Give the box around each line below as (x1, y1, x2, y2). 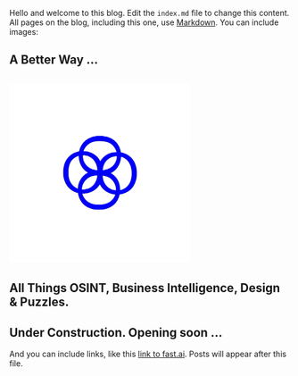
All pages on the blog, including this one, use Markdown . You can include (9, 17, 279, 28)
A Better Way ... (9, 53, 99, 68)
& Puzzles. (9, 295, 70, 310)
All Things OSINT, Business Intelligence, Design (9, 280, 281, 296)
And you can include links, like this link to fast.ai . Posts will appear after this (9, 348, 287, 359)
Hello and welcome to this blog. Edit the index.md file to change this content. (9, 8, 290, 18)
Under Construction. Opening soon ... (9, 325, 223, 340)
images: (9, 27, 38, 37)
